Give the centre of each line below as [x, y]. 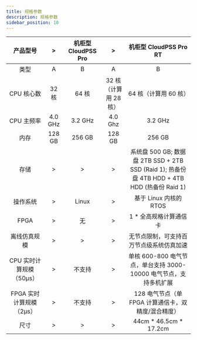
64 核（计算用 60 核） [159, 94]
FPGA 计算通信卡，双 [158, 302]
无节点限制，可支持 [155, 236]
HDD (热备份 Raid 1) [158, 187]
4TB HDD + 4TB [162, 178]
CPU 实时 [22, 261]
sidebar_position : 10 [33, 22]
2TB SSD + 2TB [162, 161]
